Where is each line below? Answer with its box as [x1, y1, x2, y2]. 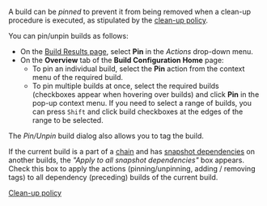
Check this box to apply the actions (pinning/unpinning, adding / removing [8, 164, 256, 173]
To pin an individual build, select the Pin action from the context [32, 64, 245, 74]
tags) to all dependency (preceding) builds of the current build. [8, 173, 218, 182]
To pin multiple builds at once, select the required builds [32, 81, 220, 90]
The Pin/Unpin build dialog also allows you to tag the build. [8, 131, 204, 141]
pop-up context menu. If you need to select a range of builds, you [32, 99, 252, 107]
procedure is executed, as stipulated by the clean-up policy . [8, 15, 209, 25]
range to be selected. [32, 116, 104, 124]
